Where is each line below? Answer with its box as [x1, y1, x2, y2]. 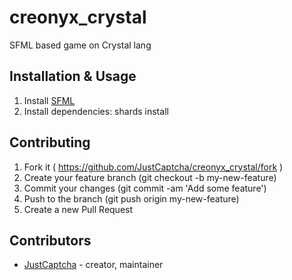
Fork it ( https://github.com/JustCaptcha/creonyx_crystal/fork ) [23, 161, 284, 173]
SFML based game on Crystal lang [9, 39, 152, 51]
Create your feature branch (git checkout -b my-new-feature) [23, 171, 277, 183]
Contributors [9, 232, 92, 249]
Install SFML [23, 94, 76, 106]
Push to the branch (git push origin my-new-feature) [23, 192, 240, 205]
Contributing [9, 134, 91, 151]
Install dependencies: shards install [23, 105, 169, 117]
